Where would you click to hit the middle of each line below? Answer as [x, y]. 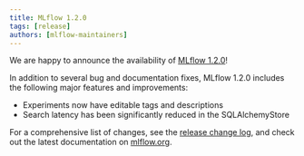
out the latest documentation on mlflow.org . [91, 142]
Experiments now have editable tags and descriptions [123, 105]
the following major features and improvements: [99, 88]
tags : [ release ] [40, 26]
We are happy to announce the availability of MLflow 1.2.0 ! [119, 61]
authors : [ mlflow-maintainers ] [69, 34]
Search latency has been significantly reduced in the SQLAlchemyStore [156, 115]
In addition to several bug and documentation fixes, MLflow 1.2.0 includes [147, 78]
